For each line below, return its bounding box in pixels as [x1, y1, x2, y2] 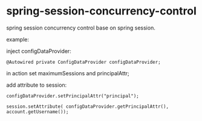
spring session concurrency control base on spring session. [6, 24, 155, 31]
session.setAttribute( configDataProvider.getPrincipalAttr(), [6, 104, 169, 110]
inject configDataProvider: [6, 47, 71, 55]
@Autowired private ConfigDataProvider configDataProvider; [6, 59, 161, 65]
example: [6, 36, 29, 43]
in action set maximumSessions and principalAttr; [6, 69, 130, 76]
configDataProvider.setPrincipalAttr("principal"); [6, 93, 139, 99]
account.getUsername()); [6, 108, 69, 115]
